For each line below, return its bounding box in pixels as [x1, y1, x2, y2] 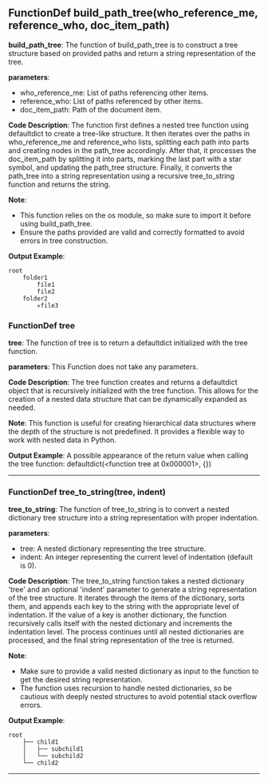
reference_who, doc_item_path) [8, 19, 170, 33]
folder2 [22, 294, 48, 302]
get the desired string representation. [19, 675, 143, 685]
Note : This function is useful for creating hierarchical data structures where [8, 419, 257, 428]
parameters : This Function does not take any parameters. [8, 362, 199, 371]
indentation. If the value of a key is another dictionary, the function [8, 610, 227, 620]
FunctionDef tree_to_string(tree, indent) [8, 486, 166, 497]
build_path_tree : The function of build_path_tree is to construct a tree [8, 40, 238, 49]
